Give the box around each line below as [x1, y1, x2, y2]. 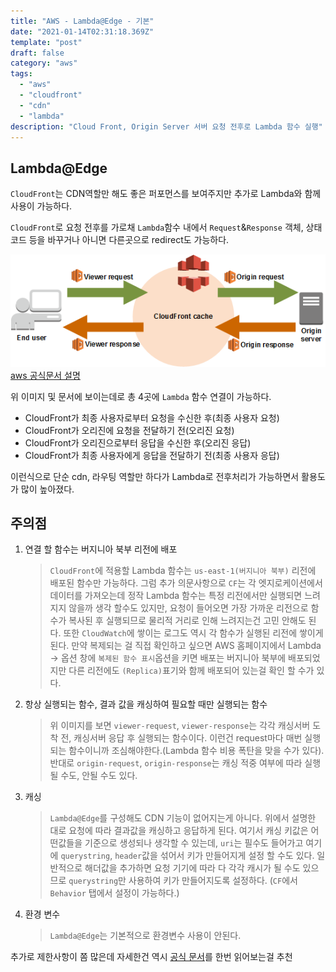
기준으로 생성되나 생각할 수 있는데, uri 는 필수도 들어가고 [84, 837, 304, 849]
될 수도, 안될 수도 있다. [49, 770, 138, 782]
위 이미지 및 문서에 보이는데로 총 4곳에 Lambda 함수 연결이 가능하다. [10, 390, 272, 402]
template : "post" [10, 37, 83, 47]
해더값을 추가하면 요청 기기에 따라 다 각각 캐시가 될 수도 [84, 862, 301, 874]
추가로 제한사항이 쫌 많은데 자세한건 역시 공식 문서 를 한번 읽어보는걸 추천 [10, 951, 293, 963]
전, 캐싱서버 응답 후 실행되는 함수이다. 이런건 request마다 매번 [60, 732, 303, 744]
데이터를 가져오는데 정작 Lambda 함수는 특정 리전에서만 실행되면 [49, 590, 303, 602]
